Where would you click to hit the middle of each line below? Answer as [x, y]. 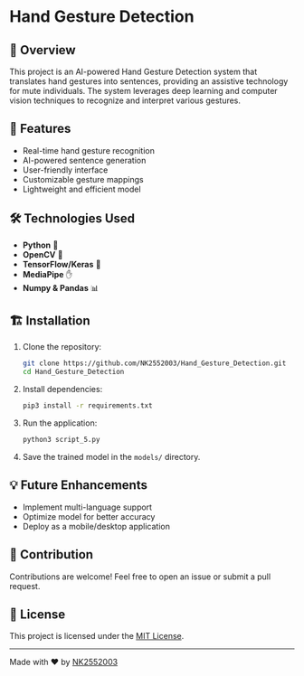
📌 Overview [43, 50]
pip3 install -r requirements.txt [87, 406]
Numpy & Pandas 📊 [61, 287]
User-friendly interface [65, 170]
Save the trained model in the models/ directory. [111, 456]
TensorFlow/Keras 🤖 [62, 264]
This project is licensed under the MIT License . [97, 636]
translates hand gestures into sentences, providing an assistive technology [149, 81]
